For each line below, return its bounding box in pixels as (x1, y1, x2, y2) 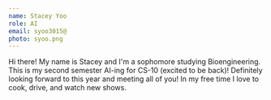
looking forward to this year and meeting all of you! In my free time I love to (8, 74, 260, 84)
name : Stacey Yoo (8, 11, 67, 20)
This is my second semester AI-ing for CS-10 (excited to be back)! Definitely (8, 66, 263, 76)
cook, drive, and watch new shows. (8, 83, 127, 93)
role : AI (8, 20, 38, 28)
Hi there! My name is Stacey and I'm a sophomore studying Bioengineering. (8, 57, 261, 67)
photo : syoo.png (8, 34, 63, 43)
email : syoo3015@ (8, 27, 67, 35)
